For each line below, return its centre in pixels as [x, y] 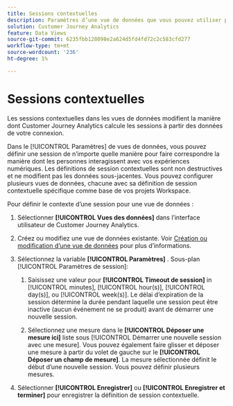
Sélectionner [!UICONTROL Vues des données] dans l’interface [109, 217]
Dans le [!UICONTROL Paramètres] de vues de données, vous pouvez [107, 146]
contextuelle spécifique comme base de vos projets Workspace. [99, 191]
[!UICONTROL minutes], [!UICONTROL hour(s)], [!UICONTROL [116, 287]
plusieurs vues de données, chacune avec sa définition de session [102, 183]
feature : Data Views [37, 33]
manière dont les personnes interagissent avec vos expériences [98, 161]
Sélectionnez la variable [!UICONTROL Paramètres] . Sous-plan [109, 259]
